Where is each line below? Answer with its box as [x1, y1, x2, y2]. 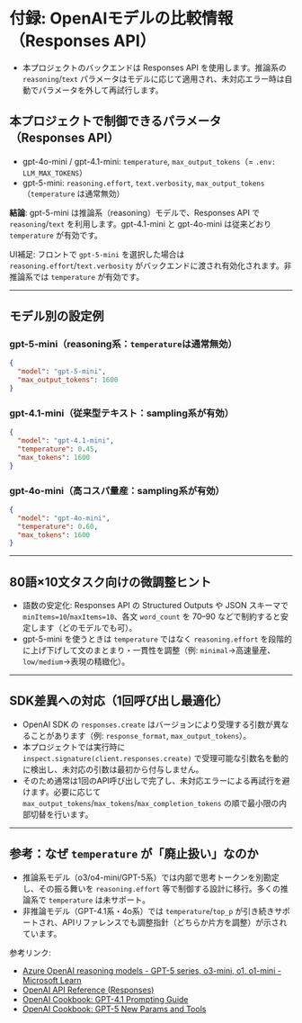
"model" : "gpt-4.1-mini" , [17, 436, 115, 445]
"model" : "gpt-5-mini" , [17, 367, 106, 376]
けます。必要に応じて [22, 786, 102, 797]
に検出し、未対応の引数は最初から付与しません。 [22, 764, 204, 775]
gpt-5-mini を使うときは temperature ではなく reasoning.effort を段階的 [22, 633, 292, 644]
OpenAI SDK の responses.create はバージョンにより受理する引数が [22, 719, 274, 730]
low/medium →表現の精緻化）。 [22, 656, 130, 667]
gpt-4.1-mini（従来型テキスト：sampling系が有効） [9, 407, 235, 419]
